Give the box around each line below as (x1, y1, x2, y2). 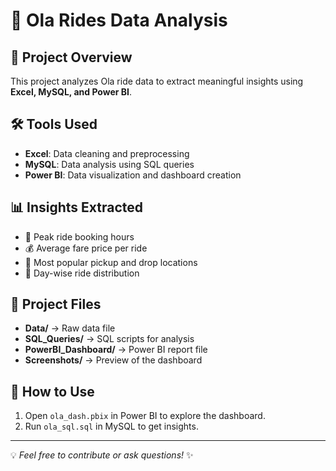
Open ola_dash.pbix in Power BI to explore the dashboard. (24, 410, 266, 422)
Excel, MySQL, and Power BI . (10, 86, 133, 98)
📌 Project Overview (10, 49, 133, 66)
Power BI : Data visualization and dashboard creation (24, 169, 242, 181)
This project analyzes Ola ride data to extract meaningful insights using (10, 75, 304, 87)
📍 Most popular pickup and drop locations (24, 256, 198, 268)
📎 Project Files (10, 296, 102, 313)
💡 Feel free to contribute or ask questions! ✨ (10, 449, 194, 461)
